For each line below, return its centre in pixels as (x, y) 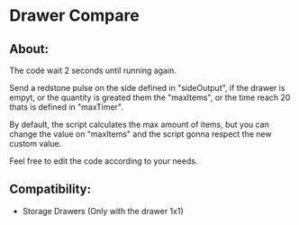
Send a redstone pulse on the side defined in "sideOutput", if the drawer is (147, 88)
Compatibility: (50, 189)
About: (29, 49)
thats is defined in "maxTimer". (67, 107)
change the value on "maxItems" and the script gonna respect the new (140, 134)
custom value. (36, 144)
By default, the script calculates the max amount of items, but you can (140, 124)
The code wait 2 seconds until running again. (93, 70)
